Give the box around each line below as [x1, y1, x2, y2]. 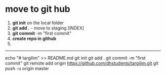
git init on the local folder [12, 20, 64, 26]
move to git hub [5, 3, 71, 15]
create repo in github [12, 36, 56, 41]
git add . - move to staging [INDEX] [12, 25, 84, 31]
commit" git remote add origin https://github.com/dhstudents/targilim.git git [5, 60, 159, 66]
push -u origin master [5, 65, 49, 71]
